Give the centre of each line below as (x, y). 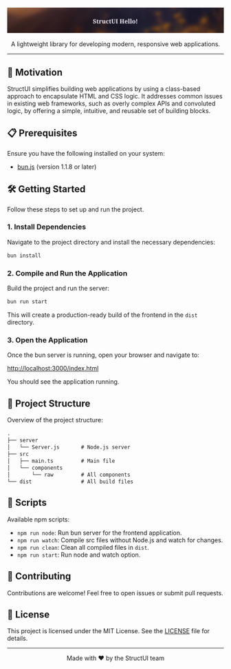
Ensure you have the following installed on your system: (86, 153)
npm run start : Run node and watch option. (79, 555)
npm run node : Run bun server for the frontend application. (99, 533)
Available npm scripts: (38, 519)
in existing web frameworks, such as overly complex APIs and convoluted (111, 103)
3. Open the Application (47, 340)
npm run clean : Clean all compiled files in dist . (83, 547)
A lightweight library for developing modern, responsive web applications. (115, 44)
